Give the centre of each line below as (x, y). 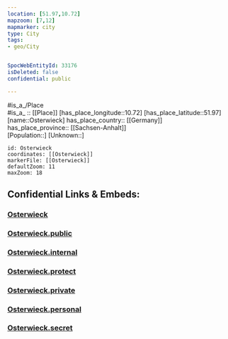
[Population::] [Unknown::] (46, 135)
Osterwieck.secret (40, 328)
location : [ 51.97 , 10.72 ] (44, 14)
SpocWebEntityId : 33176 (42, 66)
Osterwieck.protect (42, 271)
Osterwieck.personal (44, 309)
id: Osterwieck (30, 148)
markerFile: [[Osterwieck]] (49, 160)
